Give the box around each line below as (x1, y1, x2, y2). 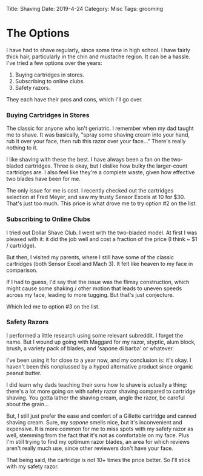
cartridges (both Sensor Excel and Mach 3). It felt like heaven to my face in (6, 260, 193, 267)
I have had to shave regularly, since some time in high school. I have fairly (6, 46, 191, 53)
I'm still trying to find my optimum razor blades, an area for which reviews (6, 438, 190, 445)
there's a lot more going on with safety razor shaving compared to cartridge (6, 387, 196, 395)
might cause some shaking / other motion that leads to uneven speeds (6, 285, 182, 292)
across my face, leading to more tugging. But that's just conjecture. (6, 291, 175, 298)
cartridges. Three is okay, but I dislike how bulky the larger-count (25, 162, 188, 169)
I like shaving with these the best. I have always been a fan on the (6, 156, 170, 163)
